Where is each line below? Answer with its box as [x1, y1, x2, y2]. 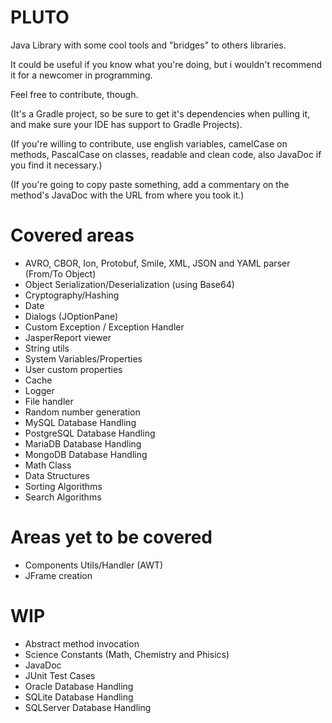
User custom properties [24, 363, 123, 375]
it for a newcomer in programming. [10, 69, 153, 81]
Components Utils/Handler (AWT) [24, 559, 164, 571]
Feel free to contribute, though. [10, 88, 139, 100]
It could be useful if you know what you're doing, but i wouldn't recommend [10, 58, 323, 70]
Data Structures [24, 469, 90, 481]
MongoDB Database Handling [24, 448, 148, 460]
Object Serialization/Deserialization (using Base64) [24, 278, 235, 290]
